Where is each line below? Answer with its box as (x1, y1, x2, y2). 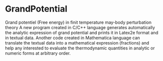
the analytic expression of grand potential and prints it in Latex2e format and (5, 30, 159, 35)
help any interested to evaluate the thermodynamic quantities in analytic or (5, 45, 155, 51)
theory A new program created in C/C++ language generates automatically (5, 24, 155, 30)
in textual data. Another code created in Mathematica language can (5, 35, 140, 41)
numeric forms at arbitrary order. (5, 50, 71, 56)
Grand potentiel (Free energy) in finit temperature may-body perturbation (5, 19, 152, 25)
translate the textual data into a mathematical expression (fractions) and (5, 40, 149, 46)
